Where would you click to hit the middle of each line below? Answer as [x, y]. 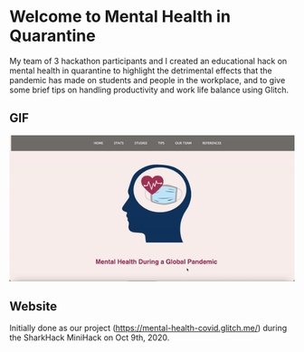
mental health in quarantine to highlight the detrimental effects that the [141, 71]
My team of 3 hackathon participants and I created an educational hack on [148, 61]
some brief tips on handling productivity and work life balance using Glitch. [149, 90]
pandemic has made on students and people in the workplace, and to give [147, 80]
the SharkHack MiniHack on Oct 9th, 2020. [90, 338]
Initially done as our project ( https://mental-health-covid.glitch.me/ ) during [148, 328]
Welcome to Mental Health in [120, 17]
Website [33, 306]
